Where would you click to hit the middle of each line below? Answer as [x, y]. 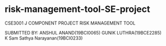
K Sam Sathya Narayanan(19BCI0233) [44, 38]
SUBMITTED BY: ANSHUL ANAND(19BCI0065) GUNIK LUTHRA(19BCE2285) [83, 32]
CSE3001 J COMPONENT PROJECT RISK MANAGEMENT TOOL [70, 23]
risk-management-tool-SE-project [77, 9]
